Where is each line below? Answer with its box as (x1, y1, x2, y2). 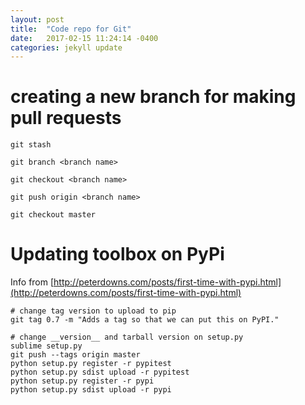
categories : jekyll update (10, 42, 123, 53)
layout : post (10, 14, 65, 25)
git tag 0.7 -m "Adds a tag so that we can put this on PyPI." (10, 315, 280, 325)
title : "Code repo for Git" (10, 24, 132, 34)
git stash (10, 140, 52, 150)
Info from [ (10, 276, 55, 288)
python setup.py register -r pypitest (10, 359, 172, 369)
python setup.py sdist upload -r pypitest (10, 367, 190, 378)
